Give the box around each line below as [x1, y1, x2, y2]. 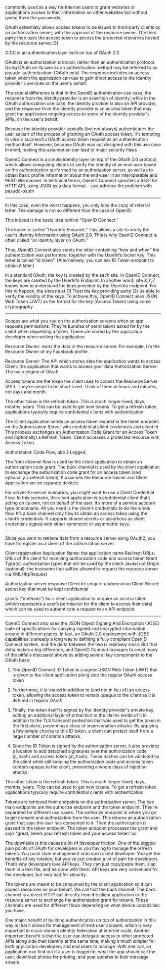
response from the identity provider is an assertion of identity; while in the [5, 95, 156, 101]
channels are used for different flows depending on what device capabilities [5, 902, 160, 908]
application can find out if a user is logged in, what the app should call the [5, 949, 156, 955]
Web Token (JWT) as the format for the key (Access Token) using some [5, 299, 151, 304]
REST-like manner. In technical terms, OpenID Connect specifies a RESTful [5, 178, 157, 183]
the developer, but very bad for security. [5, 871, 87, 877]
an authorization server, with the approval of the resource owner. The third [5, 30, 157, 35]
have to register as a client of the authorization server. [5, 541, 115, 546]
